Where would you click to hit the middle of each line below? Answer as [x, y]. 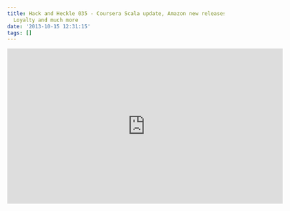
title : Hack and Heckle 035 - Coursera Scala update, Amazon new [103, 13]
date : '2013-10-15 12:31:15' [49, 26]
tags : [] [20, 33]
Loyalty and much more [46, 20]
